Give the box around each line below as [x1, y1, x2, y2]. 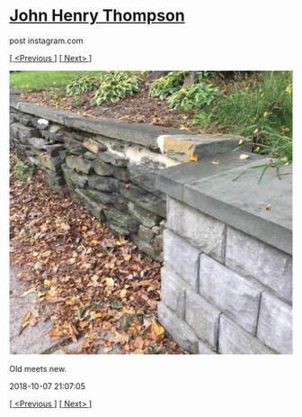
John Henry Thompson [9, 5, 186, 26]
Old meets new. [9, 363, 67, 374]
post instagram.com [9, 35, 84, 46]
